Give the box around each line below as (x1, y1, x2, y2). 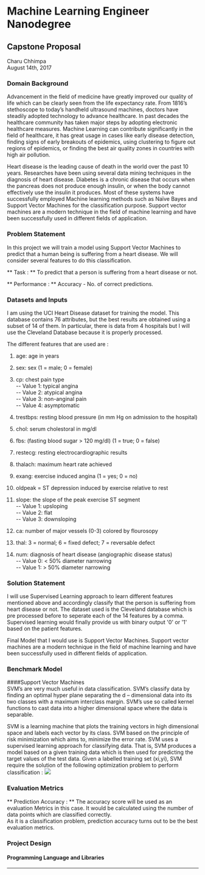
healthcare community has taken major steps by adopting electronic (7, 119, 178, 126)
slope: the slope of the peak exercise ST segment (15, 496, 141, 503)
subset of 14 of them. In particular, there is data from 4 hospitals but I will (7, 322, 190, 329)
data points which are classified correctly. (7, 811, 112, 818)
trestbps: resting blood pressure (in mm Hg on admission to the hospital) (15, 413, 198, 420)
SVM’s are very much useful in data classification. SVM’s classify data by (7, 685, 190, 692)
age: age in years (15, 352, 60, 360)
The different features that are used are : (7, 340, 109, 347)
